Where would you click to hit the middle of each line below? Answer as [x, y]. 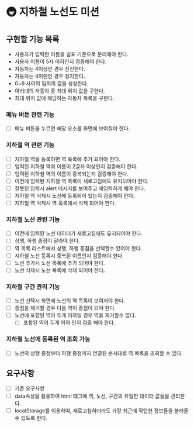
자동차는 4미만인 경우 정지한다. [50, 76]
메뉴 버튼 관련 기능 [30, 115]
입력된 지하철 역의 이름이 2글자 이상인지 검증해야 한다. [76, 166]
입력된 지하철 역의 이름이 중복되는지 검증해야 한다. [71, 174]
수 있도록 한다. [31, 418]
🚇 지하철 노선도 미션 [53, 12]
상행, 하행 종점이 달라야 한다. [47, 241]
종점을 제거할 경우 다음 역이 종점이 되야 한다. [65, 308]
